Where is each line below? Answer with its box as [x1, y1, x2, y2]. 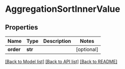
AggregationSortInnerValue [5, 3, 121, 15]
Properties [5, 23, 38, 32]
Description [43, 38, 71, 44]
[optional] [75, 46, 99, 53]
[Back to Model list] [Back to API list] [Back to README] [5, 59, 118, 65]
